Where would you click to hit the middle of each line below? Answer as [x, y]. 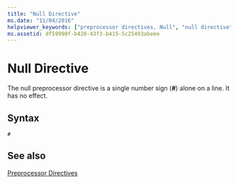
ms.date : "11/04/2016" [41, 21]
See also [27, 156]
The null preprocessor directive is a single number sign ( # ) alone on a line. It [119, 88]
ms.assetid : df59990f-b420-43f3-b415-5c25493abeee [84, 34]
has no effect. [28, 96]
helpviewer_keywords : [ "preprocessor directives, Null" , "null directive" [120, 27]
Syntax [23, 118]
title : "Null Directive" [44, 14]
